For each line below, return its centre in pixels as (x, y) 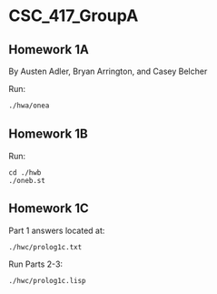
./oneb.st (27, 180)
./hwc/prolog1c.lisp (48, 280)
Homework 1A (49, 50)
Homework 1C (49, 209)
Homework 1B (48, 134)
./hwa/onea (29, 106)
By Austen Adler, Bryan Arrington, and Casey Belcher (108, 71)
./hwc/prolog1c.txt (45, 247)
